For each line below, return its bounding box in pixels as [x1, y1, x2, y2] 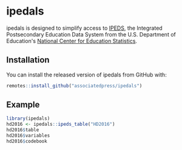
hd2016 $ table [6, 127, 39, 133]
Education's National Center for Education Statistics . [6, 37, 138, 44]
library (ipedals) [6, 115, 50, 122]
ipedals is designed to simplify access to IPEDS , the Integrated [6, 24, 163, 32]
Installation [6, 55, 50, 65]
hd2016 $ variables [6, 132, 50, 139]
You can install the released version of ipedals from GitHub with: [6, 71, 167, 78]
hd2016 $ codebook [6, 138, 47, 144]
